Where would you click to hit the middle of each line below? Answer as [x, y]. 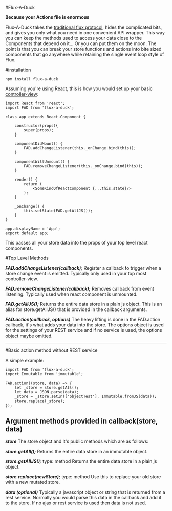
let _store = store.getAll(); [47, 388]
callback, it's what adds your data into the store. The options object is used [84, 325]
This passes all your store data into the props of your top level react [77, 243]
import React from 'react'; [35, 103]
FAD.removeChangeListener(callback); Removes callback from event [80, 289]
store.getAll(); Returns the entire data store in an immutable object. [77, 451]
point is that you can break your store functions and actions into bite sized [83, 49]
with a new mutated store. [33, 482]
